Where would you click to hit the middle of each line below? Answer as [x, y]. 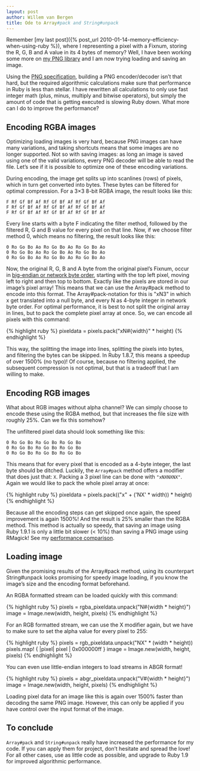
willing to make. [25, 374]
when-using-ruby [28, 46]
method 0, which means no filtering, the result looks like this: [81, 236]
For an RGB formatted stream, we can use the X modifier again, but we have [100, 625]
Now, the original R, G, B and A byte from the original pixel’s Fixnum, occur [98, 269]
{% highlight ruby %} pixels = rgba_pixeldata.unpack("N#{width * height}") [99, 607]
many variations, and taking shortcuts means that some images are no [93, 148]
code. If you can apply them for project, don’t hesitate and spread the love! [98, 748]
